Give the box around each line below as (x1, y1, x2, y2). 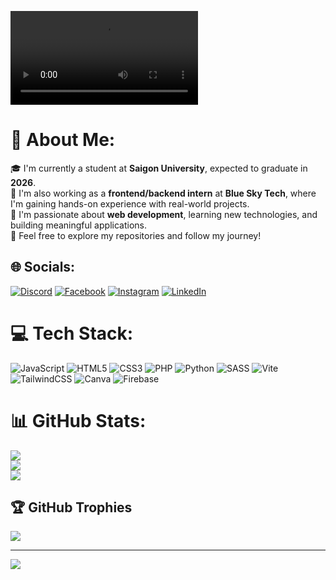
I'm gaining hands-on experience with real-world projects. (10, 197, 250, 210)
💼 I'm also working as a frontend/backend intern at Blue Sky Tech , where (10, 187, 317, 199)
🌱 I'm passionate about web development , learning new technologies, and (10, 208, 318, 220)
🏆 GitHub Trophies (10, 499, 133, 516)
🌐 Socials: (10, 259, 76, 276)
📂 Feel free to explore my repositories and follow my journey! (10, 229, 262, 241)
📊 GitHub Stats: (10, 409, 147, 432)
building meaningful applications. (10, 219, 147, 231)
